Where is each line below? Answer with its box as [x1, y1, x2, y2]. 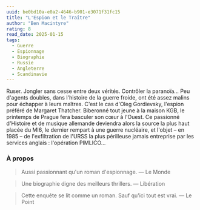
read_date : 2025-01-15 [6, 32, 64, 38]
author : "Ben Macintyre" [6, 20, 69, 26]
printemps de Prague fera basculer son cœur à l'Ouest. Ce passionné [6, 113, 180, 121]
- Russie [12, 59, 34, 66]
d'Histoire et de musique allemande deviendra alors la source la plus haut [6, 120, 190, 127]
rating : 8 [6, 25, 32, 32]
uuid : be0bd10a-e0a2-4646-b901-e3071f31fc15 [6, 8, 121, 15]
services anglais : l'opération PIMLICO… [6, 139, 106, 146]
